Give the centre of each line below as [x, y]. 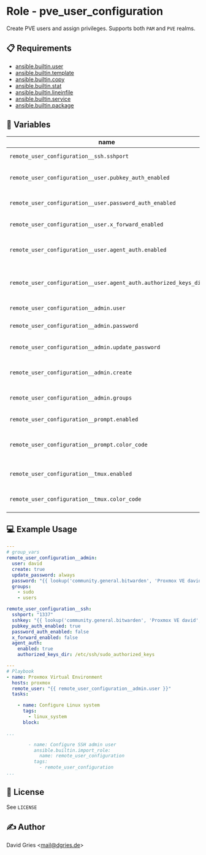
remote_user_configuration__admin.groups [71, 398]
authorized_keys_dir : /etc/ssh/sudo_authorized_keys [86, 655]
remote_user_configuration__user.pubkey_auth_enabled [90, 177]
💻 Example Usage [42, 529]
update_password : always [44, 575]
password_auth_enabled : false [50, 632]
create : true [29, 569]
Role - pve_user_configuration [85, 11]
